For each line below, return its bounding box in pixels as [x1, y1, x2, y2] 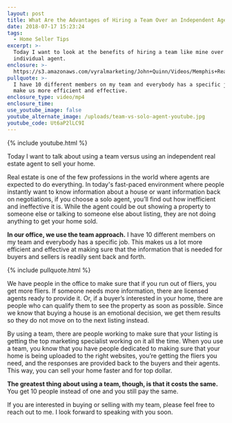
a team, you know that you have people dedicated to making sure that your [7, 344, 220, 352]
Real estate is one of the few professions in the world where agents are [7, 172, 210, 181]
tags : [7, 29, 23, 37]
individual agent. [13, 55, 67, 62]
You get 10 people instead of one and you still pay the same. [7, 387, 179, 395]
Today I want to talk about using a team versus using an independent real [7, 152, 216, 160]
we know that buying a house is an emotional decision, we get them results [7, 309, 221, 317]
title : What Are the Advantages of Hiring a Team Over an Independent [7, 17, 215, 24]
